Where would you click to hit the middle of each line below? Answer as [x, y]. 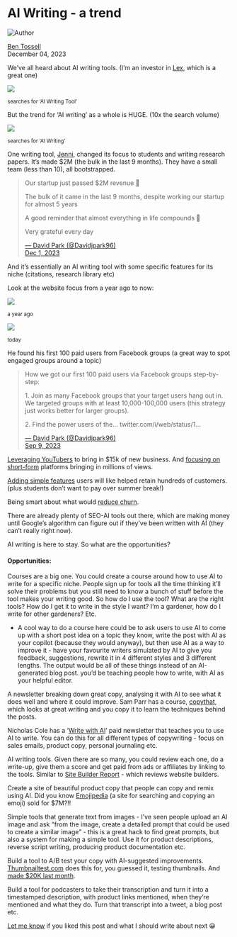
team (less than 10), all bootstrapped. [62, 169]
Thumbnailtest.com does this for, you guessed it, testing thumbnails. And [114, 868]
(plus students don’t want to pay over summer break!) [86, 488]
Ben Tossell [24, 46]
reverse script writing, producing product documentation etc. [96, 847]
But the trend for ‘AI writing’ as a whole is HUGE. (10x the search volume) [114, 114]
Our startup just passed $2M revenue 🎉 [82, 183]
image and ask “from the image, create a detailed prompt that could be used [118, 824]
